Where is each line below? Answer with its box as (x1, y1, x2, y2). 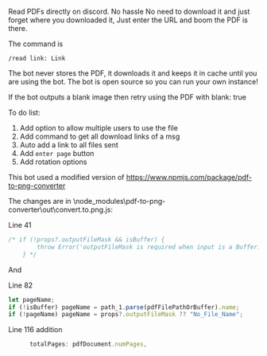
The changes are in (8, 197, 72, 205)
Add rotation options (19, 157, 87, 166)
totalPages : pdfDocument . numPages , (29, 340, 148, 349)
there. (8, 24, 28, 33)
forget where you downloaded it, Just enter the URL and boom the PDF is (8, 15, 248, 25)
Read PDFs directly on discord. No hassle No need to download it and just (8, 7, 250, 16)
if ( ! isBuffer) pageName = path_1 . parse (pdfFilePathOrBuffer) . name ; (8, 303, 240, 311)
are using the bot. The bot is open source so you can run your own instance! (8, 77, 258, 86)
